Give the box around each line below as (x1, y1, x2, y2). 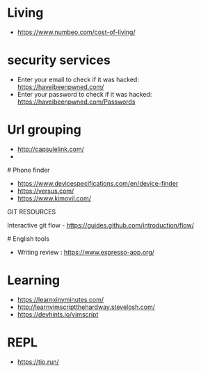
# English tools (7, 235, 50, 243)
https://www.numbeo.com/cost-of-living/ (17, 28, 136, 36)
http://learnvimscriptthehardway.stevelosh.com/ (17, 303, 155, 311)
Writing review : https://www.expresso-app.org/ (17, 248, 155, 256)
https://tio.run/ (17, 357, 59, 366)
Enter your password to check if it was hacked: (17, 90, 152, 98)
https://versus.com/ (17, 186, 74, 195)
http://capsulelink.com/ (17, 145, 85, 153)
